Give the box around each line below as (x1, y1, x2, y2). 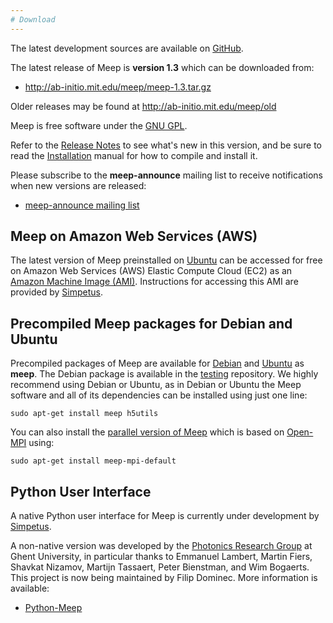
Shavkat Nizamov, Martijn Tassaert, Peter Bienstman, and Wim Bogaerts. (10, 561, 310, 573)
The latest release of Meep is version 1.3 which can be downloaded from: (10, 61, 315, 73)
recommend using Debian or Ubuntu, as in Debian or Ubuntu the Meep (10, 379, 302, 391)
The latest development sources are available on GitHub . (10, 42, 244, 54)
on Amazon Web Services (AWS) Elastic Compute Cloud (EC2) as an (10, 265, 293, 277)
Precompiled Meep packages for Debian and (10, 315, 293, 332)
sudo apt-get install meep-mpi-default (10, 456, 177, 466)
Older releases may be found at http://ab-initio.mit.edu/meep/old (10, 100, 277, 112)
